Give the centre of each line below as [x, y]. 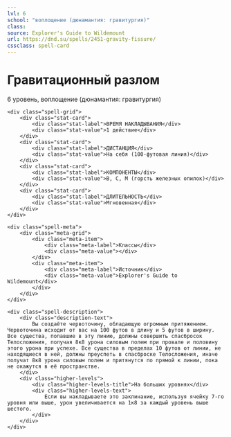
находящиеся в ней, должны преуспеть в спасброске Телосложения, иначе [112, 354]
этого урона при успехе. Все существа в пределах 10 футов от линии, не [114, 348]
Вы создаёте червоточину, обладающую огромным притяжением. [120, 324]
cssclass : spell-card [38, 46]
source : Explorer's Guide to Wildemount [66, 33]
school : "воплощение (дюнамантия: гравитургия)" [78, 20]
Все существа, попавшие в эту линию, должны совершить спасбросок [105, 336]
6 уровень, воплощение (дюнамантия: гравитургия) [84, 99]
